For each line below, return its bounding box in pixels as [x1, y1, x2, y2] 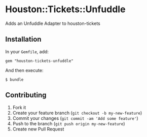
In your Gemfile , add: [5, 48, 49, 54]
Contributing [5, 91, 47, 99]
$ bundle [5, 77, 24, 82]
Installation [5, 35, 42, 44]
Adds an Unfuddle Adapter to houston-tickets [5, 20, 100, 26]
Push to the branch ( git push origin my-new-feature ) [12, 120, 125, 126]
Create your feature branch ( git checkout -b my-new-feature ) [12, 110, 142, 116]
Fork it [12, 104, 26, 110]
